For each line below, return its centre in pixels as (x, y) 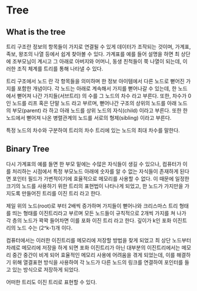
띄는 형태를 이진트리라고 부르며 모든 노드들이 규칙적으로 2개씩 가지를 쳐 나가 (99, 213)
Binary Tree (28, 149)
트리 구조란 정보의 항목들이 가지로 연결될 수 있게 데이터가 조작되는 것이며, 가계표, (98, 47)
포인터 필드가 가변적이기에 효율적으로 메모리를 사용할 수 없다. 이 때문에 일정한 (101, 178)
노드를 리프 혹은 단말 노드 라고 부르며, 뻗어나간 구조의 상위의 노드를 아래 (94, 103)
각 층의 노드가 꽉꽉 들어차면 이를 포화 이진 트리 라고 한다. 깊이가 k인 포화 (89, 220)
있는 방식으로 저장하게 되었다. (46, 269)
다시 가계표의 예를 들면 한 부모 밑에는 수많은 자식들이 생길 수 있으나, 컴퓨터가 (94, 164)
